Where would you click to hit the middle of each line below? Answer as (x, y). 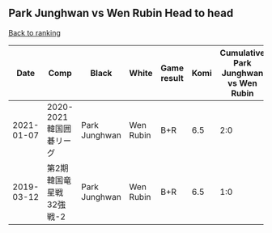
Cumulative (242, 53)
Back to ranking (34, 32)
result (172, 78)
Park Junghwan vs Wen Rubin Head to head (121, 13)
